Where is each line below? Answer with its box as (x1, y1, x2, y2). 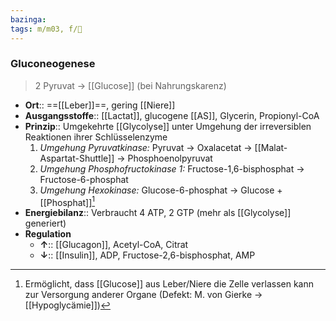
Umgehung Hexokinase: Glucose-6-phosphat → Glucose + (39, 184, 283, 196)
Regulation (24, 228, 72, 240)
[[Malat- (254, 141, 288, 153)
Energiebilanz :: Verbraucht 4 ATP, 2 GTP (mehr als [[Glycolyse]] (24, 207, 292, 219)
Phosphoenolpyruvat (127, 152, 213, 164)
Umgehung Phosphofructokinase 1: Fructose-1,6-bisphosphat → (39, 162, 305, 175)
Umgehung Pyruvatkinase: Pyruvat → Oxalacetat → (39, 141, 253, 153)
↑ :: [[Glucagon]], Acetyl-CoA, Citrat (39, 239, 189, 251)
